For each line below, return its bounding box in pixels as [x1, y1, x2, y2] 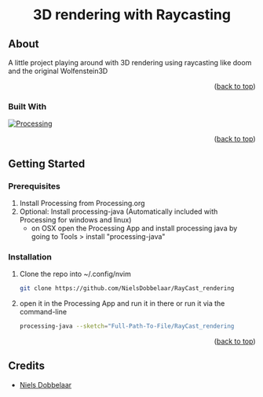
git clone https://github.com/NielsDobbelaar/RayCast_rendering [19, 285, 235, 292]
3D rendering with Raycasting [32, 6, 232, 24]
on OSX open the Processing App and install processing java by [31, 223, 238, 233]
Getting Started [8, 156, 86, 171]
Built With [8, 101, 47, 112]
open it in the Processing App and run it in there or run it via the [19, 299, 225, 308]
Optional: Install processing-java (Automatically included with [19, 207, 218, 216]
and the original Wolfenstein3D [8, 66, 108, 75]
